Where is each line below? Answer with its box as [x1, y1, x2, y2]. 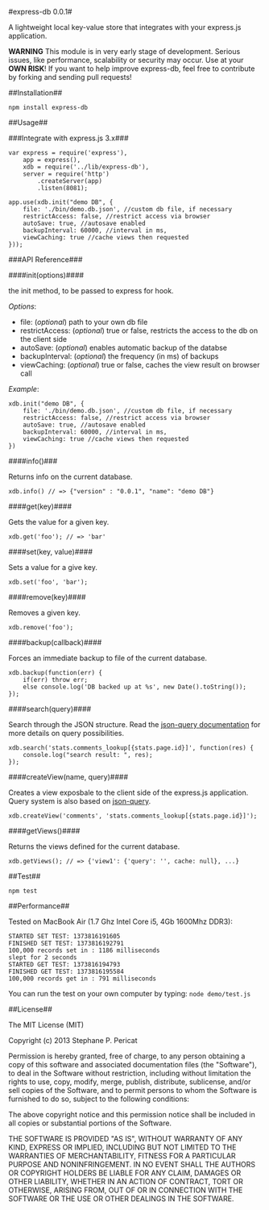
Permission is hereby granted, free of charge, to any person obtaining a [8, 1051, 246, 1061]
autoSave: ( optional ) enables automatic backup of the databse [19, 343, 228, 352]
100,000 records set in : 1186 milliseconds [8, 946, 160, 954]
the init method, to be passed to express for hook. [8, 286, 175, 295]
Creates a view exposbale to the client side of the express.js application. [8, 788, 249, 797]
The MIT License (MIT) [8, 1020, 85, 1029]
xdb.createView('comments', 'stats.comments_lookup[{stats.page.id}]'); [8, 812, 258, 820]
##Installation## [8, 88, 63, 98]
